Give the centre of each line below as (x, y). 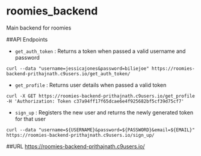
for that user (30, 119)
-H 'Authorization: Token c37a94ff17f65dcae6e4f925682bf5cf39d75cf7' (95, 101)
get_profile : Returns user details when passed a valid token (91, 85)
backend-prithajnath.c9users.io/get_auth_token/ (68, 73)
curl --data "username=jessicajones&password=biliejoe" (78, 68)
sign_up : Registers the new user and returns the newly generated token (104, 112)
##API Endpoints (27, 39)
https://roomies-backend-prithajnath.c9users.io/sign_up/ (80, 135)
